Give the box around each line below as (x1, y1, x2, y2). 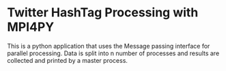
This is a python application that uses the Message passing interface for (7, 42, 210, 50)
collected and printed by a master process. (7, 56, 128, 64)
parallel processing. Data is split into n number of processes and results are (7, 49, 220, 57)
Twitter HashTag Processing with (7, 5, 199, 20)
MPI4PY (7, 19, 55, 35)
